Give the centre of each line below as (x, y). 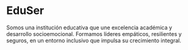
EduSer (25, 11)
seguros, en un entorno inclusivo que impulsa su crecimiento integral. (94, 40)
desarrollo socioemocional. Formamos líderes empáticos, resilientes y (94, 34)
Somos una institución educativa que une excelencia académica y (89, 27)
